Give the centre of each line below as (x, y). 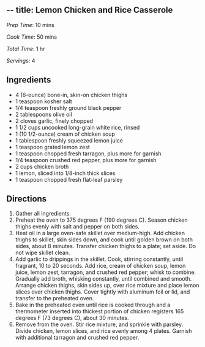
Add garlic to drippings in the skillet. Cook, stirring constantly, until (99, 259)
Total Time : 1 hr (26, 49)
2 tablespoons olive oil (43, 114)
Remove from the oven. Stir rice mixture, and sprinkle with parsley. (99, 324)
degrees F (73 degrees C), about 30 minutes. (72, 318)
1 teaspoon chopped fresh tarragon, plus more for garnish (88, 154)
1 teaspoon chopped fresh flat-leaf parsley (69, 179)
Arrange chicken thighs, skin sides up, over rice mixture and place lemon (107, 286)
